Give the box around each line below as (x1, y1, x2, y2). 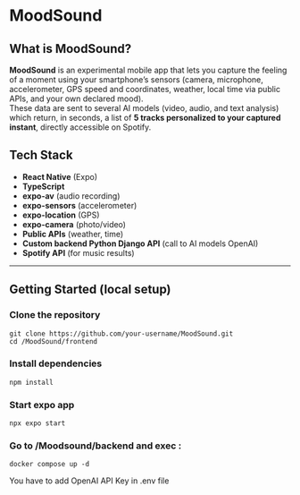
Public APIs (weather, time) (21, 228, 123, 239)
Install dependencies (9, 357, 103, 370)
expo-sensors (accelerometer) (21, 200, 137, 210)
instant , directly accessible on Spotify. (9, 122, 152, 132)
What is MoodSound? (9, 41, 132, 56)
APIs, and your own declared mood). (9, 93, 145, 104)
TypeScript (21, 181, 65, 192)
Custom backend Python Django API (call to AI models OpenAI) (21, 238, 259, 249)
